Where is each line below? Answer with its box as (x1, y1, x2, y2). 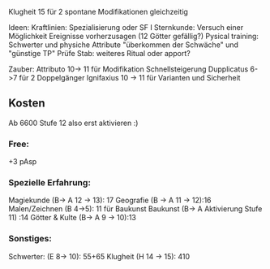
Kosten (8, 97, 45, 111)
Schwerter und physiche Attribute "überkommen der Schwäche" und (8, 40, 239, 50)
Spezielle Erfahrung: (8, 177, 92, 189)
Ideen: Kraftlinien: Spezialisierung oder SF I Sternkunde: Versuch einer (8, 23, 244, 32)
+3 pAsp (8, 157, 37, 167)
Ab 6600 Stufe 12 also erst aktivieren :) (8, 118, 139, 128)
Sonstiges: (8, 233, 53, 245)
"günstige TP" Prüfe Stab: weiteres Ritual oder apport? (8, 49, 191, 58)
